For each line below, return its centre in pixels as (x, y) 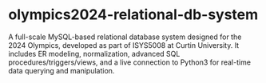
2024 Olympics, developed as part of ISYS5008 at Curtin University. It (124, 45)
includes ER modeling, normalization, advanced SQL (94, 53)
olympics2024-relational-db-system (133, 15)
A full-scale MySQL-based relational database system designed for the (125, 37)
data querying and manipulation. (62, 70)
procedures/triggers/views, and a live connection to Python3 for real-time (130, 62)
